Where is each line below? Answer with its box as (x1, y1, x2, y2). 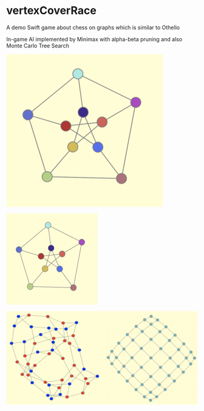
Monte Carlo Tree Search (6, 42, 70, 49)
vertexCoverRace (6, 4, 97, 18)
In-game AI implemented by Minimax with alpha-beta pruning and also (6, 35, 183, 43)
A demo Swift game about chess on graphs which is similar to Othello (6, 24, 180, 31)
